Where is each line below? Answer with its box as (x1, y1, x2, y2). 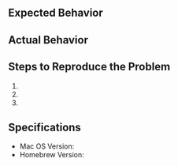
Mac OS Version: (19, 141, 75, 151)
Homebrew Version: (19, 150, 84, 160)
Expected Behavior (8, 6, 104, 20)
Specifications (8, 120, 81, 134)
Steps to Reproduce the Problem (8, 60, 171, 74)
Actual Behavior (8, 33, 89, 47)
